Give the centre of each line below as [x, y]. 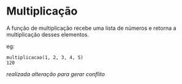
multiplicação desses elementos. [48, 34]
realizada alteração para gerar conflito [56, 74]
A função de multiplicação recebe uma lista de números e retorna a [91, 28]
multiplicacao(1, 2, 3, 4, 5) [45, 57]
